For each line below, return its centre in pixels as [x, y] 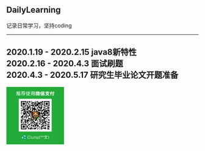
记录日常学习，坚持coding [39, 25]
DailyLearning [34, 10]
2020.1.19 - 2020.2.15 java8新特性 [72, 52]
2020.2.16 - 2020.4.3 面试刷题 [65, 64]
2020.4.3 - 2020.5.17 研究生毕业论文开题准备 [92, 75]
